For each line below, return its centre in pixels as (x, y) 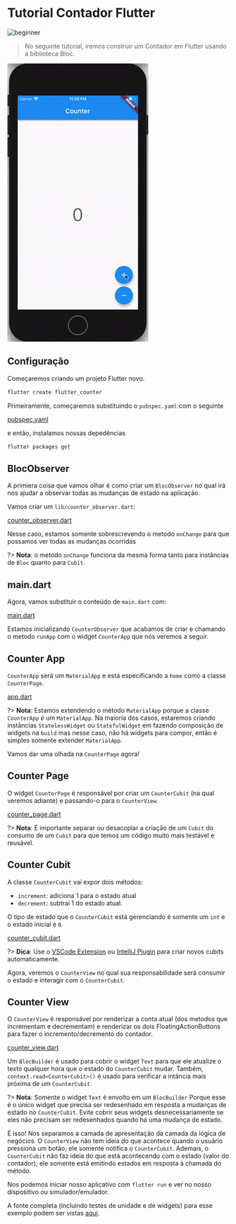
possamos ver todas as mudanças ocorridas (72, 542)
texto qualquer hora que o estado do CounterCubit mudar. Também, (105, 1069)
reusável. (20, 842)
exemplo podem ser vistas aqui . (54, 1213)
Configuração (38, 362)
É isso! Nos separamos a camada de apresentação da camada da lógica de (117, 1134)
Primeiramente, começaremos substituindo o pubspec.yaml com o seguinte (116, 406)
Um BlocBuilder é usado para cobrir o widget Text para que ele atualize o (114, 1061)
